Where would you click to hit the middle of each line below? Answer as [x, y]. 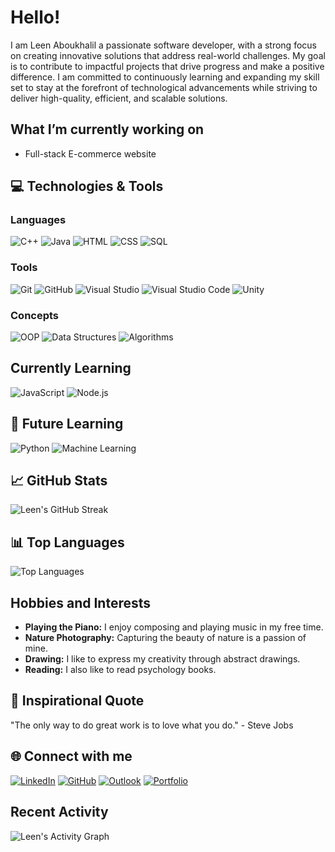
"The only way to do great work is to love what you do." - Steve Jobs [152, 725]
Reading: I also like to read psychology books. [120, 670]
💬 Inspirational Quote [77, 701]
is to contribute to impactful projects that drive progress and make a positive [167, 66]
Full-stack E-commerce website [90, 153]
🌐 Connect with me [71, 756]
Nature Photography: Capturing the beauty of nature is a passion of [165, 638]
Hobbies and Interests [81, 602]
